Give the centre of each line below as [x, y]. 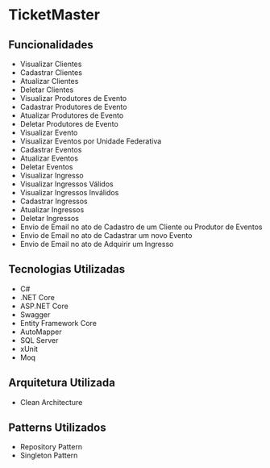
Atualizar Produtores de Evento [72, 115]
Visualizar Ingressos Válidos [67, 184]
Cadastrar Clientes [51, 73]
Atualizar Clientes [49, 81]
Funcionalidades [51, 45]
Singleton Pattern [49, 455]
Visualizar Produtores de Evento [73, 98]
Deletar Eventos [47, 167]
